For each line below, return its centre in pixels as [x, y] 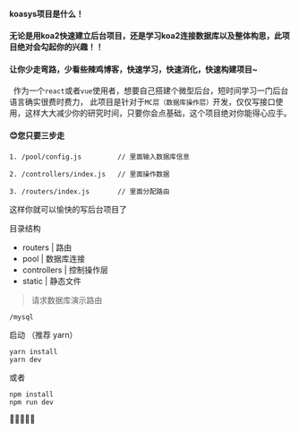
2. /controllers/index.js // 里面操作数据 [90, 174]
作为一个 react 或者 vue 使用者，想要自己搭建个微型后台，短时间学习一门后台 [151, 91]
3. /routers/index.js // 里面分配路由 [90, 191]
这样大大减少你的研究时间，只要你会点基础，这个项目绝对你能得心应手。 [158, 113]
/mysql [21, 317]
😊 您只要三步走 [37, 135]
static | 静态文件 [52, 281]
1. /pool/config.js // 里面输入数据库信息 [99, 157]
